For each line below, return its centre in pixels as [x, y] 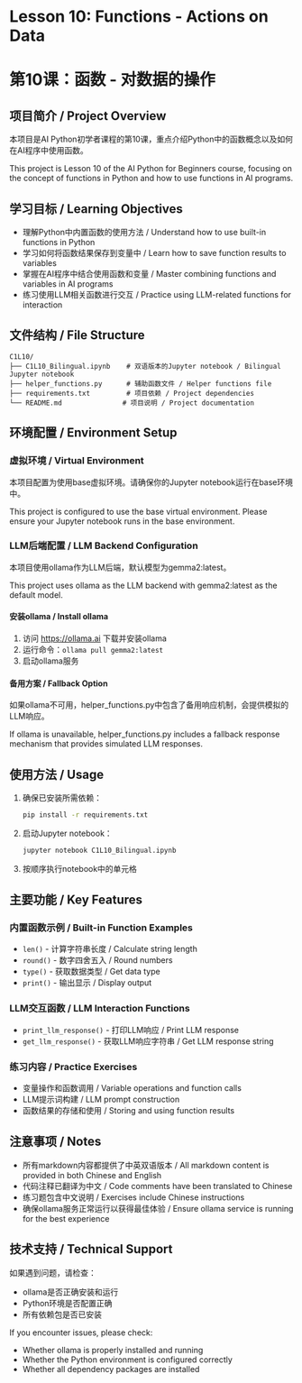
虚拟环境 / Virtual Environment [77, 461]
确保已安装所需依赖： [62, 798]
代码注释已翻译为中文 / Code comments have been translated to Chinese [157, 1186]
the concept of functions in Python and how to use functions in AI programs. [151, 179]
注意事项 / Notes [55, 1142]
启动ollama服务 [50, 661]
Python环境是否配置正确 [67, 1303]
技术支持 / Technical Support [91, 1249]
